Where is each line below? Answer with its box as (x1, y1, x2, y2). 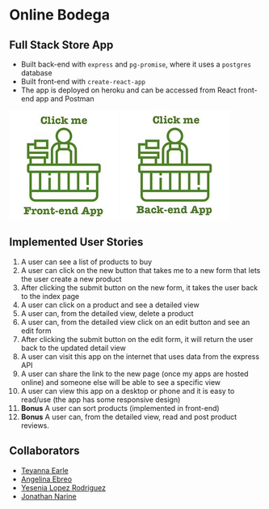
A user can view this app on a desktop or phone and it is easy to (20, 386, 235, 396)
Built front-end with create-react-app (20, 77, 146, 86)
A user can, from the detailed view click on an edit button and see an (20, 317, 250, 327)
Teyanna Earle (20, 465, 69, 475)
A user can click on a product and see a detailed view (20, 300, 200, 310)
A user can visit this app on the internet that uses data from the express (20, 351, 260, 361)
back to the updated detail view (20, 343, 126, 353)
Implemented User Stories (9, 235, 144, 249)
